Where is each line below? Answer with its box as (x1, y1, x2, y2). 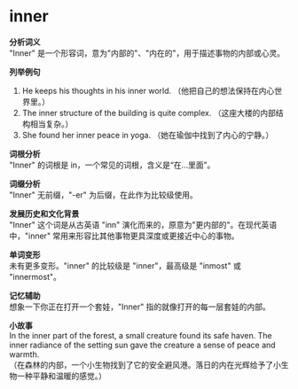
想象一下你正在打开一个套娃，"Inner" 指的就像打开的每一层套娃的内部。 (9, 301, 271, 312)
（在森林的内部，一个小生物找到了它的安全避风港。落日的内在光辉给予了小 (9, 359, 281, 370)
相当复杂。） (29, 118, 74, 129)
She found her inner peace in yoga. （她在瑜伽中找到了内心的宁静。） (21, 129, 274, 140)
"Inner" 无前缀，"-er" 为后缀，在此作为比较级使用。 (9, 189, 198, 200)
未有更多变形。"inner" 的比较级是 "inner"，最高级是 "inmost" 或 (9, 260, 241, 271)
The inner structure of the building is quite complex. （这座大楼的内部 (21, 107, 277, 118)
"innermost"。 (9, 271, 62, 282)
